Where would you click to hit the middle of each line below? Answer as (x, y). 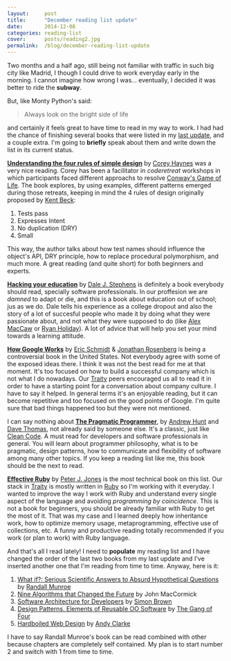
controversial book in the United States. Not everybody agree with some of (114, 356)
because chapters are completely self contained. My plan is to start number (115, 644)
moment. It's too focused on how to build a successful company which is (111, 371)
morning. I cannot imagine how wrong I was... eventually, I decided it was (111, 80)
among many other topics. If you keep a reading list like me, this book (106, 458)
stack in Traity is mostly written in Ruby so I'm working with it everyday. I (111, 486)
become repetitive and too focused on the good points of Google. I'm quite (114, 401)
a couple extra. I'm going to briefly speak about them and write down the (112, 142)
